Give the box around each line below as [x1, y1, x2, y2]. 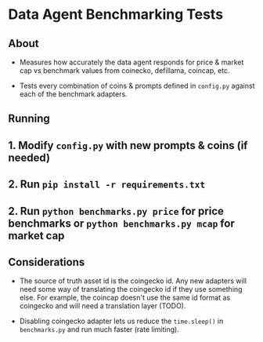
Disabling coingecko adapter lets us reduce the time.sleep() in [19, 316, 224, 326]
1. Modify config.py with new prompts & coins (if [8, 139, 248, 152]
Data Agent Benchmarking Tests [8, 5, 224, 24]
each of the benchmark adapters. [19, 89, 128, 99]
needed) [8, 151, 51, 164]
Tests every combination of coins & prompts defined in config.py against [19, 81, 255, 90]
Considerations [8, 255, 85, 268]
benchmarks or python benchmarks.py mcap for [8, 216, 235, 230]
